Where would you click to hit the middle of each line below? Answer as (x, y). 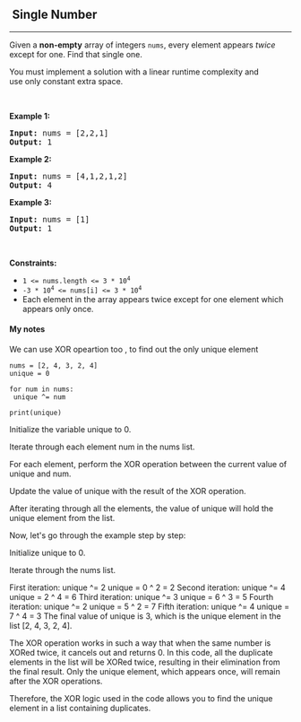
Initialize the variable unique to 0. (70, 430)
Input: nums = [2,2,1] (59, 133)
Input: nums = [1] (50, 219)
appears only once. (58, 309)
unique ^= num (39, 397)
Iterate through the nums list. (63, 570)
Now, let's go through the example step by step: (98, 535)
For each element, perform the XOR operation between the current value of (148, 465)
